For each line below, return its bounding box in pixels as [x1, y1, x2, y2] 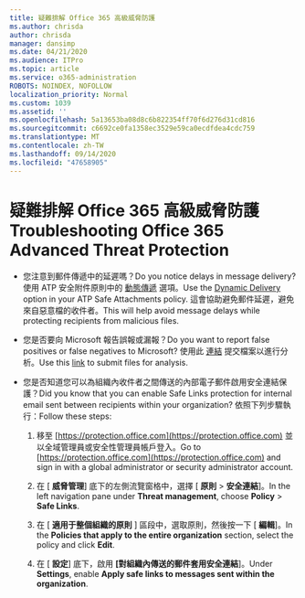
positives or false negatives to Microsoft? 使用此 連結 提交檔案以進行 [22, 346, 281, 357]
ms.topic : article [9, 65, 79, 74]
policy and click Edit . [36, 539, 116, 550]
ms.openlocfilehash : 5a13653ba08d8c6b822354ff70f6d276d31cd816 [9, 115, 256, 124]
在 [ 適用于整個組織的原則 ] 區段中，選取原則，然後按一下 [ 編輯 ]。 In [36, 519, 293, 530]
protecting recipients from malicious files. [22, 315, 180, 326]
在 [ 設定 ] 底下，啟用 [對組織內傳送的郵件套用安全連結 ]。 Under [36, 559, 273, 570]
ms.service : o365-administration [9, 73, 137, 82]
